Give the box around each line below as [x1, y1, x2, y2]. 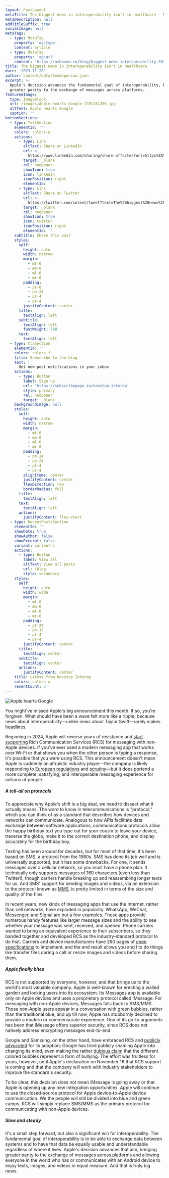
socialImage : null [5, 26, 44, 31]
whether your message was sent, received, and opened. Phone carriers [5, 922, 154, 928]
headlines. [5, 724, 27, 730]
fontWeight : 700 [23, 327, 57, 332]
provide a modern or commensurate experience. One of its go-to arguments [5, 1016, 163, 1022]
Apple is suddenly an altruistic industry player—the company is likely [5, 760, 148, 766]
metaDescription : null [5, 17, 53, 22]
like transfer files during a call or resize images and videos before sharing [5, 949, 157, 955]
